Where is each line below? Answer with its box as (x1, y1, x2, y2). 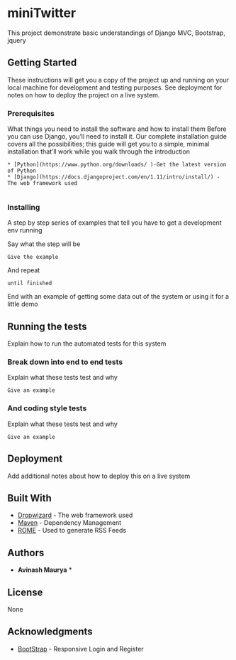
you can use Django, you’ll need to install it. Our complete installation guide (7, 132, 227, 141)
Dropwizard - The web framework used (17, 511, 133, 520)
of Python (7, 167, 37, 175)
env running (7, 226, 43, 235)
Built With (7, 492, 52, 504)
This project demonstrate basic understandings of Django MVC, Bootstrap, (7, 28, 225, 37)
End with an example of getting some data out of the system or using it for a (7, 292, 229, 301)
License (7, 586, 43, 598)
